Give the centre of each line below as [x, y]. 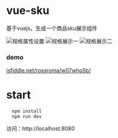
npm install [27, 111]
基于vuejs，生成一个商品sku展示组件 [52, 28]
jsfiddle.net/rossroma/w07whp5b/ [49, 71]
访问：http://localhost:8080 [41, 129]
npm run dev [27, 117]
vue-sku [28, 11]
